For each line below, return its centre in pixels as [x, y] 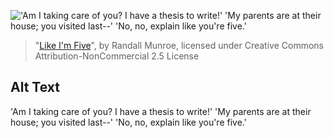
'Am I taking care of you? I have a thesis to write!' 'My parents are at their [161, 111]
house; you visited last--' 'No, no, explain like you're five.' [128, 122]
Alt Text [35, 87]
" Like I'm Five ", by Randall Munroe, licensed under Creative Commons [179, 45]
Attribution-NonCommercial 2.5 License [117, 56]
